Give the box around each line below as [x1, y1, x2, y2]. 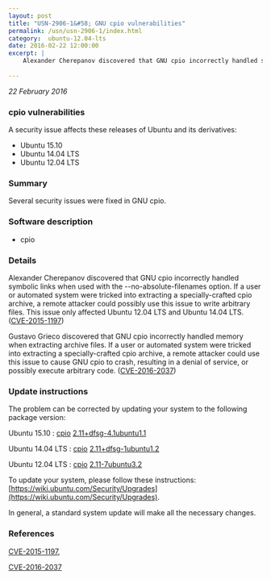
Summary [8, 177, 48, 189]
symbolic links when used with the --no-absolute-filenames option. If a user [8, 281, 261, 291]
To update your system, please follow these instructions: [8, 475, 196, 485]
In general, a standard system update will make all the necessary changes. [8, 508, 256, 518]
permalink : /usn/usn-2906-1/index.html [8, 27, 143, 35]
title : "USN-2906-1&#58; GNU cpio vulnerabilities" [8, 19, 186, 27]
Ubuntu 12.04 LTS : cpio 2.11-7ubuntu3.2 [8, 460, 143, 469]
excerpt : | [8, 49, 45, 57]
